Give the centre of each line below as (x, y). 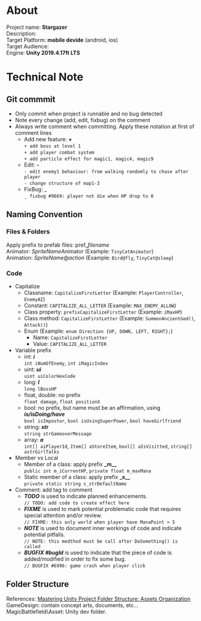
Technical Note (45, 77)
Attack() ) (36, 324)
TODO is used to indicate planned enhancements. (85, 496)
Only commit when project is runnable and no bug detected (88, 113)
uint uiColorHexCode (50, 376)
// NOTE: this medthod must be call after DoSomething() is (101, 541)
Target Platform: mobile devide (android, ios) (62, 40)
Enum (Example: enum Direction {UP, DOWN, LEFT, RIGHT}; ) (98, 331)
